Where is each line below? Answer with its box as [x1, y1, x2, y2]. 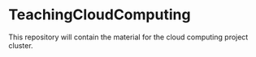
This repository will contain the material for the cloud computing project [8, 32, 249, 42]
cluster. [8, 40, 34, 50]
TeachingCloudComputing [8, 6, 191, 24]
